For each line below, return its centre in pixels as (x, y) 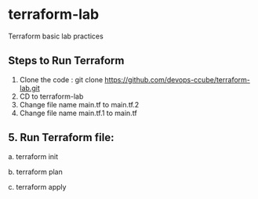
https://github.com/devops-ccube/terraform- (178, 79)
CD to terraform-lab (51, 96)
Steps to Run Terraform (66, 61)
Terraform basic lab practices (56, 36)
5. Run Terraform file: (61, 137)
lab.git (30, 88)
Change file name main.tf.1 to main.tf (78, 113)
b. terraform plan (35, 172)
